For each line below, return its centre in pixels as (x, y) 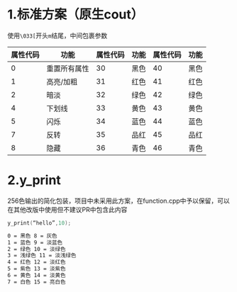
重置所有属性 (68, 68)
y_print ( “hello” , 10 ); (39, 223)
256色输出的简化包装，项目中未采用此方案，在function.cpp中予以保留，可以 (119, 201)
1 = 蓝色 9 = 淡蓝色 (35, 242)
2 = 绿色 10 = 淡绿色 (37, 249)
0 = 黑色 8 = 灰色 (32, 236)
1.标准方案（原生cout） (76, 15)
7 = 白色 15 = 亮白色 (37, 282)
